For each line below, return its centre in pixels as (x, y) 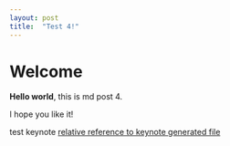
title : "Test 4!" (44, 26)
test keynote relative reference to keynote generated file (115, 132)
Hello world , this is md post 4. (66, 97)
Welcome (46, 72)
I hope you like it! (42, 114)
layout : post (34, 18)
